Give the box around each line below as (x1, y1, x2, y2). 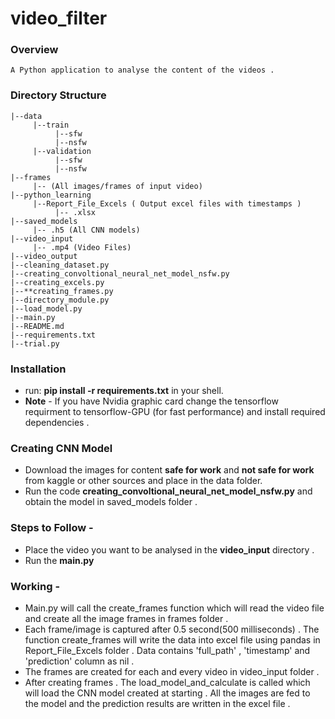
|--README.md (10, 321, 65, 331)
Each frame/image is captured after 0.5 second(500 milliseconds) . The (24, 623, 320, 635)
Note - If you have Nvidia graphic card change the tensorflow (24, 395, 279, 407)
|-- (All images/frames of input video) (32, 181, 203, 191)
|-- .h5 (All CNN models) (32, 225, 141, 235)
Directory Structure (10, 88, 107, 102)
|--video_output (10, 251, 78, 261)
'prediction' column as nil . (24, 655, 135, 667)
